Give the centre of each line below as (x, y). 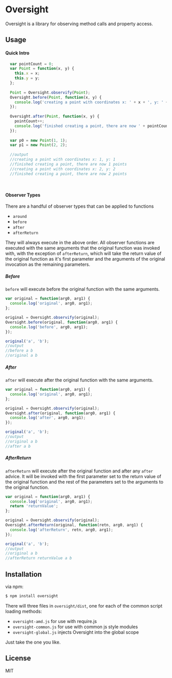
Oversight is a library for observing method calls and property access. (79, 24)
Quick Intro (17, 53)
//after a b (18, 446)
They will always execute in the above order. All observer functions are (80, 243)
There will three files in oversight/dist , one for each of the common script (84, 606)
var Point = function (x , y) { (42, 69)
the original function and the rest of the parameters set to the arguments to (84, 482)
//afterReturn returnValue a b (39, 558)
